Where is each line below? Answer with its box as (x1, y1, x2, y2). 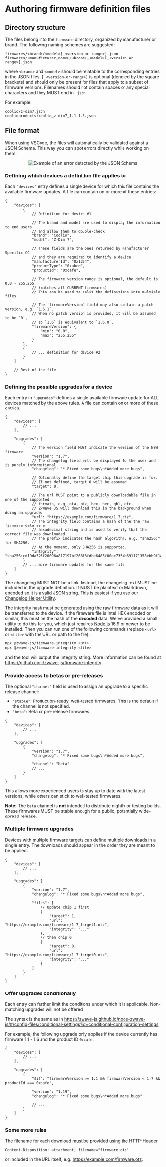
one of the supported (5, 497, 50, 502)
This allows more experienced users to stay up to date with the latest (5, 788, 146, 794)
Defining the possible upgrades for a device (5, 383, 113, 390)
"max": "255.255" (40, 333, 77, 338)
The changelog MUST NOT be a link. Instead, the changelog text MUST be (5, 580, 157, 585)
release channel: (5, 689, 39, 695)
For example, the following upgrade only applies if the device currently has (5, 1031, 158, 1037)
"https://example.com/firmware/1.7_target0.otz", (5, 952, 110, 957)
